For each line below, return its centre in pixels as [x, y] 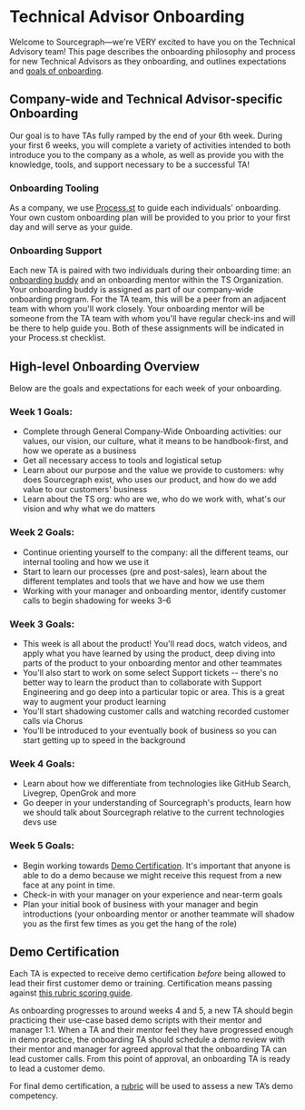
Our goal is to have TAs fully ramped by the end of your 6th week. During [146, 135]
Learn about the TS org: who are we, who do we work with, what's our [154, 499]
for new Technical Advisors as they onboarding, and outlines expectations [148, 61]
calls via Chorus [53, 721]
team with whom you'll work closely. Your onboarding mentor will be [137, 309]
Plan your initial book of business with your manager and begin [140, 904]
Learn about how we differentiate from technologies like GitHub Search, [157, 784]
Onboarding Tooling [54, 188]
